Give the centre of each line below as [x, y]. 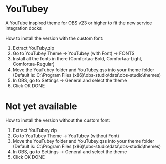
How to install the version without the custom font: [58, 120]
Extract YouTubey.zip [35, 130]
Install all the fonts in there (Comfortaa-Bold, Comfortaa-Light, [77, 58]
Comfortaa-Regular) [33, 64]
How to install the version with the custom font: [54, 38]
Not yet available [41, 106]
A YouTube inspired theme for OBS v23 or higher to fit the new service [79, 23]
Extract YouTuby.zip [33, 48]
